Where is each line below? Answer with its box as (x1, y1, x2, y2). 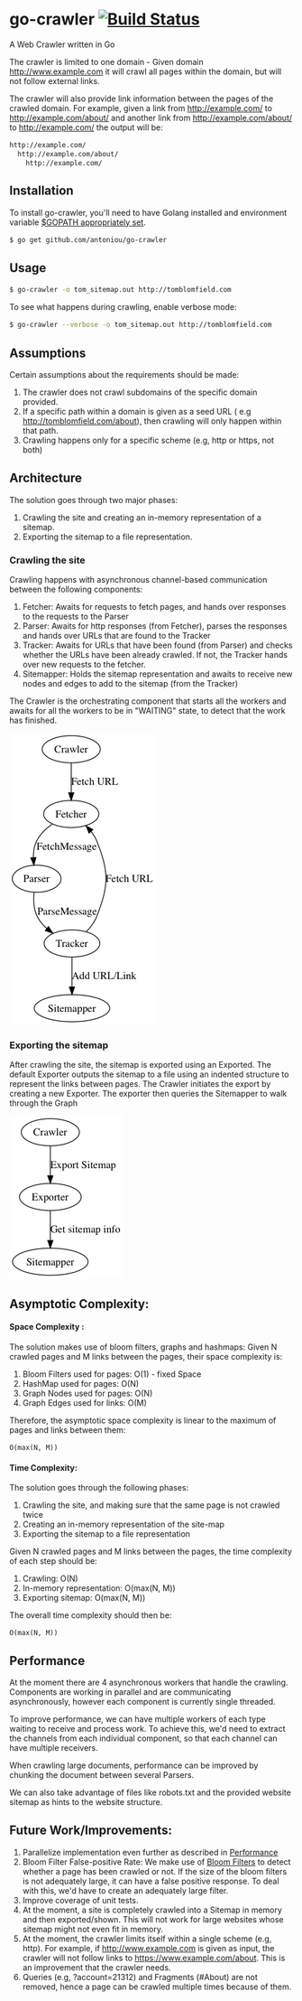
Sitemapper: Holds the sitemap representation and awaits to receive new (22, 669, 293, 679)
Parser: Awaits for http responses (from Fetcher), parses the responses (22, 621, 288, 631)
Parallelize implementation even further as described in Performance (22, 1847, 279, 1857)
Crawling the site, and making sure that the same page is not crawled (22, 1500, 280, 1510)
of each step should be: (9, 1556, 97, 1566)
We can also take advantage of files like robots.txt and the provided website (9, 1787, 291, 1798)
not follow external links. (9, 75, 101, 86)
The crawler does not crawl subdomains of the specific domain (22, 387, 258, 397)
